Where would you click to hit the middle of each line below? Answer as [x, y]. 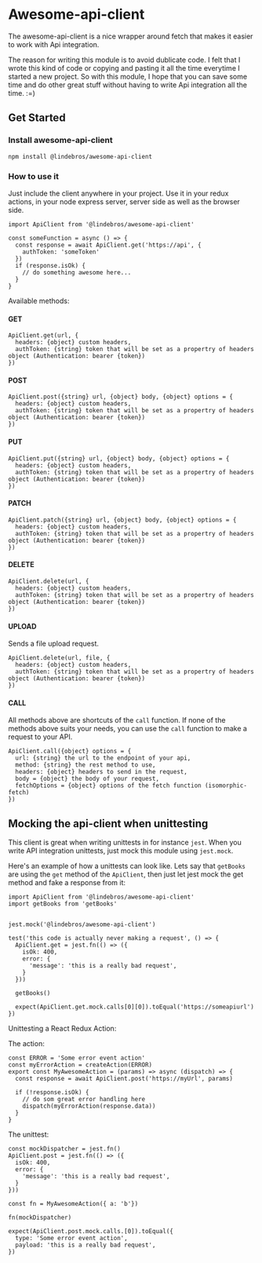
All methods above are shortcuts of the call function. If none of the [117, 720]
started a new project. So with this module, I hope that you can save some [128, 76]
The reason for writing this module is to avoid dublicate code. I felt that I [124, 60]
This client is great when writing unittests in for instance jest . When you [125, 843]
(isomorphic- [226, 786]
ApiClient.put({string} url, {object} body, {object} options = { [119, 458]
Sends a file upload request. [54, 644]
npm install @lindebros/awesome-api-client [80, 156]
